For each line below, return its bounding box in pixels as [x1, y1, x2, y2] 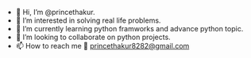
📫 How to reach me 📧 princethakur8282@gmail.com [15, 42, 190, 50]
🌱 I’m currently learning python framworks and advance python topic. [15, 24, 244, 33]
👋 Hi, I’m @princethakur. [15, 8, 95, 16]
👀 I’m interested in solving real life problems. [15, 16, 161, 25]
